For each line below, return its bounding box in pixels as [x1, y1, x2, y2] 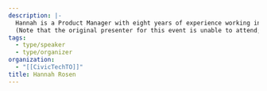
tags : [8, 33, 26, 42]
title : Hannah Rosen [8, 70, 77, 78]
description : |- [8, 11, 62, 20]
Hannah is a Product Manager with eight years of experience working [15, 19, 250, 27]
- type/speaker [15, 41, 66, 49]
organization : [8, 56, 56, 64]
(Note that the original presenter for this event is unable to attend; [15, 26, 261, 34]
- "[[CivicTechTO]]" [15, 63, 83, 71]
